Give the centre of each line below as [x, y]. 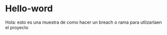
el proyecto [17, 27]
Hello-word [29, 9]
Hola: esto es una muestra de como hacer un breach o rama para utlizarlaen [84, 22]
